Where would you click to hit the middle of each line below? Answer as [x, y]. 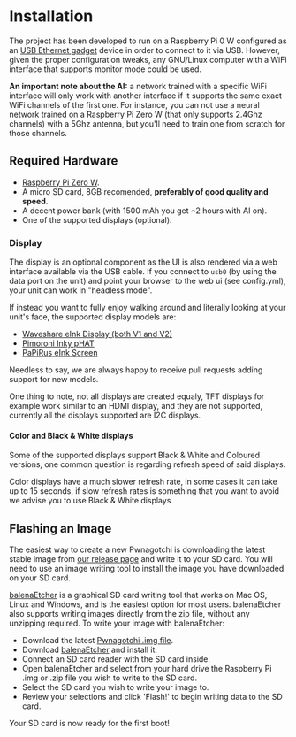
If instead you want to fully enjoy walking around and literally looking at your [148, 308]
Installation [51, 16]
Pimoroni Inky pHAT [58, 343]
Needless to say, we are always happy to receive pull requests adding [136, 370]
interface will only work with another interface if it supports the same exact [146, 96]
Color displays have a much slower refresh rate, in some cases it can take [144, 482]
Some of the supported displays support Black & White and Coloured [135, 455]
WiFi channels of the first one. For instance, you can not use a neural [135, 104]
